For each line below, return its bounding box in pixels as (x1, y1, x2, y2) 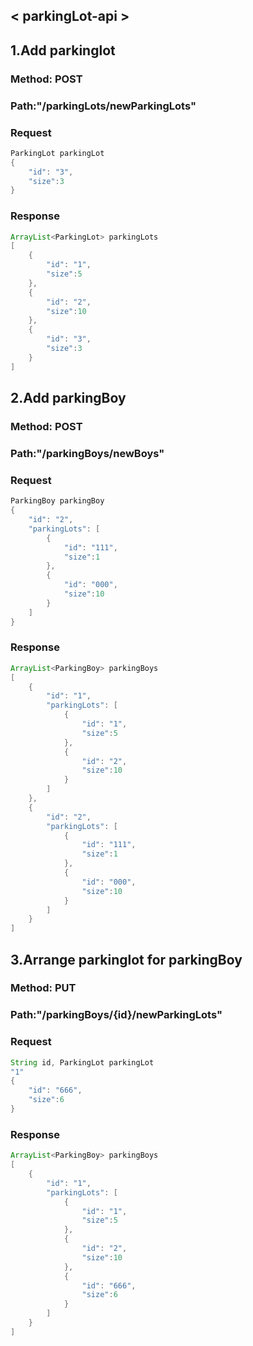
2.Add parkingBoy (10, 390, 127, 407)
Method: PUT (10, 981, 77, 995)
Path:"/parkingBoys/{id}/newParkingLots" (10, 1008, 223, 1022)
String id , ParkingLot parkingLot (10, 1057, 155, 1068)
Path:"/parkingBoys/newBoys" (10, 446, 165, 460)
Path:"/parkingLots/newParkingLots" (10, 99, 197, 113)
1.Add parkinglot (10, 42, 116, 59)
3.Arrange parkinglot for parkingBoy (10, 951, 243, 968)
